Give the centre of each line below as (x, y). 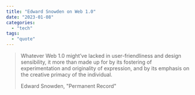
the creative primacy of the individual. (67, 75)
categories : (21, 22)
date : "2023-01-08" (30, 17)
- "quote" (23, 39)
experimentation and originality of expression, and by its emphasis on (105, 68)
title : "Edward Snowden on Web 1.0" (51, 12)
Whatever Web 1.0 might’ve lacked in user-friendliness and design (101, 56)
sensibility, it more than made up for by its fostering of (86, 62)
